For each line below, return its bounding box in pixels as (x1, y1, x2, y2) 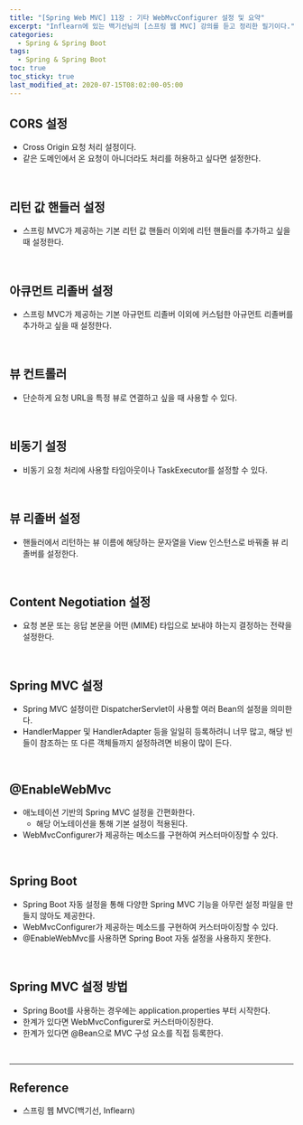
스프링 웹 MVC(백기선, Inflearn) (22, 1105, 135, 1116)
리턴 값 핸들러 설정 (9, 200, 106, 215)
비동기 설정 (9, 439, 68, 455)
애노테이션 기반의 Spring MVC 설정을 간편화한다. (22, 806, 196, 818)
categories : (9, 30, 54, 39)
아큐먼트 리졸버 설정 (9, 283, 114, 298)
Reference (9, 1080, 69, 1095)
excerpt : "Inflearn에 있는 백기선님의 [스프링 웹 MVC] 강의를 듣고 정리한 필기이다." (9, 22, 295, 31)
